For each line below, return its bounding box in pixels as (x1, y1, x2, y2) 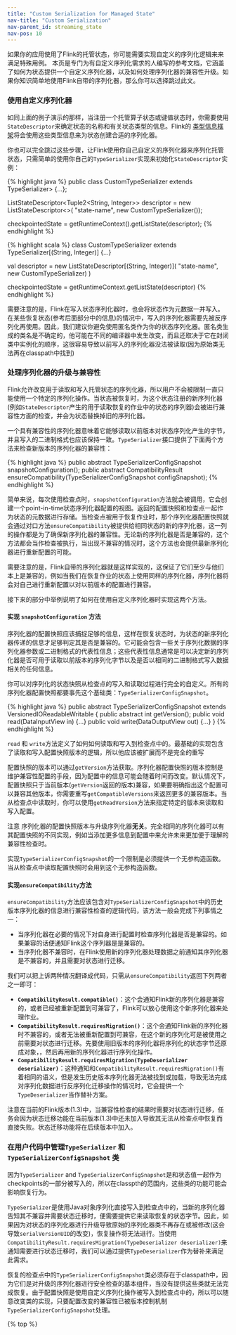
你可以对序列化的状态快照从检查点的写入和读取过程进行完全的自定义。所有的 (7, 680, 229, 688)
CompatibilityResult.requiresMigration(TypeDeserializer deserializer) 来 (7, 1238, 228, 1246)
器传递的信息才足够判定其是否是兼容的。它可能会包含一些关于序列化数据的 (7, 638, 223, 647)
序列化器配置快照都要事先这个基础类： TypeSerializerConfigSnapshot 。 (7, 688, 213, 697)
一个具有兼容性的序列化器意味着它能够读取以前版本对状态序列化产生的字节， (7, 426, 229, 434)
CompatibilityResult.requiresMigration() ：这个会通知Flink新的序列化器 (17, 1021, 228, 1030)
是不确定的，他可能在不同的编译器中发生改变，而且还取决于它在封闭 (31, 331, 229, 340)
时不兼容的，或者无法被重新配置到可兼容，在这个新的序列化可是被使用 (17, 1031, 221, 1039)
